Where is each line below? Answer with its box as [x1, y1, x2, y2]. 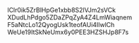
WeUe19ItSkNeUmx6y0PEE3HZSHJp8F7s [7, 28, 129, 36]
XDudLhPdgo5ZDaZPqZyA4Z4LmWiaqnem [7, 13, 133, 21]
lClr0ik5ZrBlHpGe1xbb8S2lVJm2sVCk [7, 6, 116, 14]
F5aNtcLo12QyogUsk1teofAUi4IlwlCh [7, 21, 115, 28]
